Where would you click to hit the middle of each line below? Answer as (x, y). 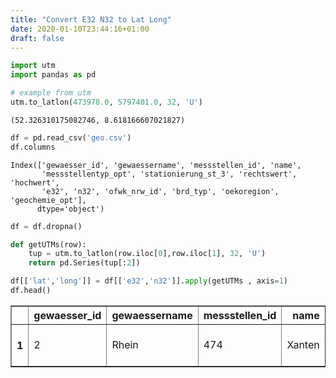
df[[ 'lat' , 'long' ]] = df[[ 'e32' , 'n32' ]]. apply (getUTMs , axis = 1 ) (149, 281)
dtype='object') (70, 209)
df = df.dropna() (46, 226)
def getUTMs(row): (48, 244)
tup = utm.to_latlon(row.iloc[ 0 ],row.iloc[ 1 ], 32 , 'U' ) (147, 254)
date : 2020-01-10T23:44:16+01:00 (80, 29)
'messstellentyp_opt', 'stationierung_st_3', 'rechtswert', (169, 174)
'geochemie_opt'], (48, 200)
